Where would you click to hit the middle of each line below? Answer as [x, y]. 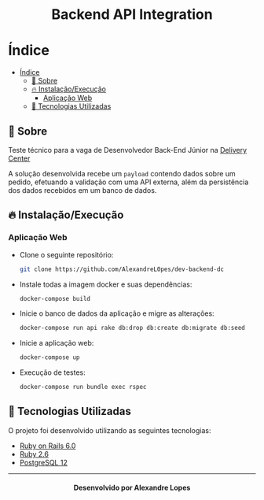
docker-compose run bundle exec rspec [83, 387]
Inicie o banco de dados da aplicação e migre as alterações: [117, 313]
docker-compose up [49, 357]
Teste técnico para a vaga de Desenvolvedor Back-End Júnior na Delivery [128, 150]
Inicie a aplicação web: [57, 343]
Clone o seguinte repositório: [66, 254]
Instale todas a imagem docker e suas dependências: [106, 284]
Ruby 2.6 [34, 454]
